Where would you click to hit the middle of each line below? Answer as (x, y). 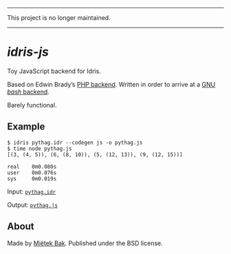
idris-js (28, 52)
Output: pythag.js (33, 204)
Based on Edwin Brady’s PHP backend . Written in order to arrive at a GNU (111, 84)
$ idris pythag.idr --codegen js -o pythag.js (75, 142)
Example (26, 127)
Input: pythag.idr (32, 191)
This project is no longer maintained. (59, 18)
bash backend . (28, 92)
